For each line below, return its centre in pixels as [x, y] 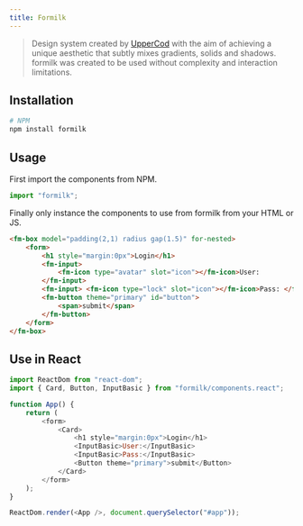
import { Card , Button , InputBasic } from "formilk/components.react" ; [147, 388]
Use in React [45, 359]
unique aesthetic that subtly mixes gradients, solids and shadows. [154, 53]
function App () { [42, 404]
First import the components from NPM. [83, 179]
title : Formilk [38, 18]
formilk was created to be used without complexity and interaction [154, 62]
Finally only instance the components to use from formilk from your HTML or [151, 213]
